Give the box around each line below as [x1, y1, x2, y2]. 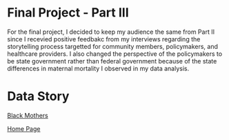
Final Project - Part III [7, 5, 129, 21]
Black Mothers [7, 111, 48, 119]
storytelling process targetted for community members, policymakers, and [7, 42, 219, 50]
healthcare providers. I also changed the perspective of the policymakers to [7, 50, 223, 58]
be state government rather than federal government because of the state [7, 57, 217, 65]
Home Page [7, 124, 41, 132]
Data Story [7, 88, 70, 104]
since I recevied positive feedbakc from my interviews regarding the [7, 34, 201, 43]
